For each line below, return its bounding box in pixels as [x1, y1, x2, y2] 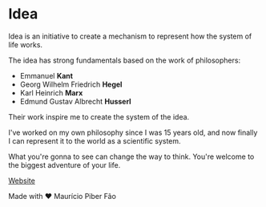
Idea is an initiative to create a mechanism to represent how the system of [8, 31, 252, 41]
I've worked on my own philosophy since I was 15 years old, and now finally [8, 128, 258, 137]
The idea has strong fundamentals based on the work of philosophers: [8, 55, 241, 65]
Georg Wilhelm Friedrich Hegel [19, 79, 123, 89]
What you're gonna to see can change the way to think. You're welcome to [8, 152, 255, 161]
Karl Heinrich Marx [19, 87, 83, 97]
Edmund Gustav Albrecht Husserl [19, 96, 131, 106]
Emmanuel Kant [19, 71, 74, 80]
